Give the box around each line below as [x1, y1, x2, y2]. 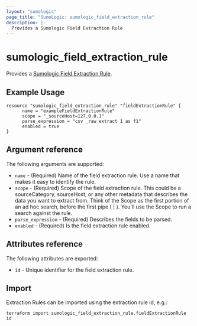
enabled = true [21, 123, 60, 129]
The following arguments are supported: [6, 160, 105, 167]
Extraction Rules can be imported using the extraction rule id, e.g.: [6, 299, 167, 306]
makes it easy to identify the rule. [14, 178, 96, 185]
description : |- [6, 19, 46, 25]
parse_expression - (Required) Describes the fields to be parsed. [14, 216, 173, 223]
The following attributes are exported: [6, 255, 98, 262]
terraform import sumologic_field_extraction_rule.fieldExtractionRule [6, 311, 186, 317]
